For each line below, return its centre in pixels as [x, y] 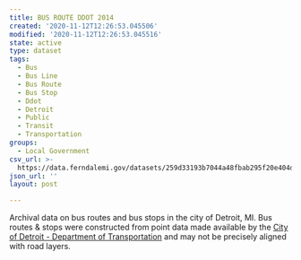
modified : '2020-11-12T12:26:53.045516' [86, 34]
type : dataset [36, 51]
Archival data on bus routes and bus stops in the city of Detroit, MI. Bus [141, 218]
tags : [19, 59]
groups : [24, 143]
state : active [36, 43]
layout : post [34, 185]
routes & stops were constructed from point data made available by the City [149, 227]
